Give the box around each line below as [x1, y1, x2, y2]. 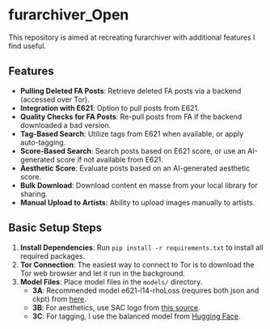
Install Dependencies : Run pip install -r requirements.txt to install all [19, 243, 264, 252]
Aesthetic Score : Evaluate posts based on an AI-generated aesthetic [19, 163, 251, 173]
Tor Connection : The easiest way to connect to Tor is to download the [19, 259, 255, 269]
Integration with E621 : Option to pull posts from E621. [19, 103, 200, 112]
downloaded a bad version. [19, 120, 112, 130]
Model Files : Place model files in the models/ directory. [19, 276, 203, 286]
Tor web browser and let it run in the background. [19, 268, 186, 278]
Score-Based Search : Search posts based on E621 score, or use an [19, 146, 247, 155]
